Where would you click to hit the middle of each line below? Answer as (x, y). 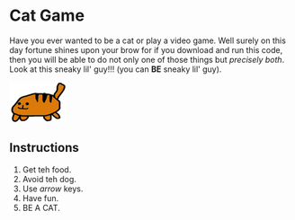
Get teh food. (47, 169)
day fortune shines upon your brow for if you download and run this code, (146, 49)
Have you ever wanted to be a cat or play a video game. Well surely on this (147, 40)
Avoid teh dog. (49, 179)
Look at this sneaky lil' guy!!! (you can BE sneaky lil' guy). (116, 69)
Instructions (44, 148)
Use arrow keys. (53, 189)
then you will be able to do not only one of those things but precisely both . (147, 59)
